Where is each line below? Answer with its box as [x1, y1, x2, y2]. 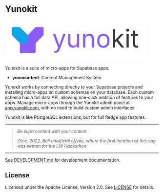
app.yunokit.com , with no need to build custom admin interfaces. [5, 105, 136, 110]
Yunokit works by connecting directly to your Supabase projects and [5, 84, 143, 90]
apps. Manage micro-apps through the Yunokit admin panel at [5, 99, 130, 106]
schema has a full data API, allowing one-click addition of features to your [5, 94, 154, 100]
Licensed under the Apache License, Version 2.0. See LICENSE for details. [5, 184, 155, 190]
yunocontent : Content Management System [12, 74, 102, 80]
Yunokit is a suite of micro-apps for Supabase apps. [5, 65, 110, 71]
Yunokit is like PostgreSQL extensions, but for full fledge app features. [5, 114, 146, 120]
